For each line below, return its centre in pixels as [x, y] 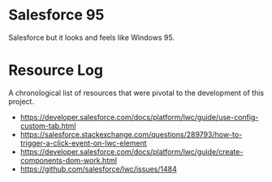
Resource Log [56, 70]
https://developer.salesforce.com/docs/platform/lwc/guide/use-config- [139, 117]
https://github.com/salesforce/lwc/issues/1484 [98, 169]
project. [22, 101]
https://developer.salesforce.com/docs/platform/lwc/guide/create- [132, 151]
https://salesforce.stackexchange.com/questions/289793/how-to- [131, 134]
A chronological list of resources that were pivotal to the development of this [136, 93]
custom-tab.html [48, 126]
